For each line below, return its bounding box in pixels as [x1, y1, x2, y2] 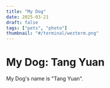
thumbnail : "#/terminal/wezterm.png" [6, 31, 99, 36]
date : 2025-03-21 [6, 14, 49, 20]
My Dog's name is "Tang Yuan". [6, 75, 84, 82]
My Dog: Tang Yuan [6, 56, 105, 69]
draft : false [6, 19, 38, 25]
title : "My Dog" [6, 8, 46, 15]
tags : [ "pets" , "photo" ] [6, 25, 67, 31]
